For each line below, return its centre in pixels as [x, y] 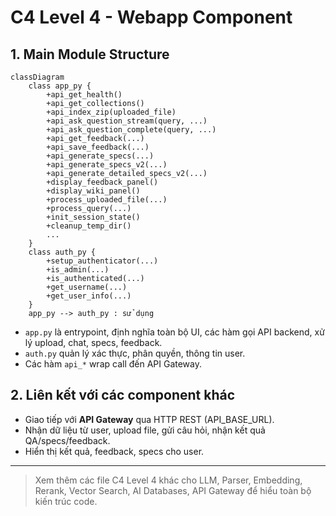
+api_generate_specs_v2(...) [107, 165]
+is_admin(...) [78, 270]
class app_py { [60, 86]
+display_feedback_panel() [102, 182]
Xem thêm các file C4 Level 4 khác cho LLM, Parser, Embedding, [168, 480]
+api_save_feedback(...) [98, 147]
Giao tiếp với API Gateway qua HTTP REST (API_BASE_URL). [149, 419]
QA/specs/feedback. [67, 440]
